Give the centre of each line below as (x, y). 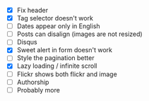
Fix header (32, 10)
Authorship (33, 82)
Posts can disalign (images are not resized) (79, 34)
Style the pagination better (55, 58)
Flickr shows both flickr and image (67, 74)
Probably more (38, 90)
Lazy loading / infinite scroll (57, 66)
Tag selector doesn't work (55, 18)
